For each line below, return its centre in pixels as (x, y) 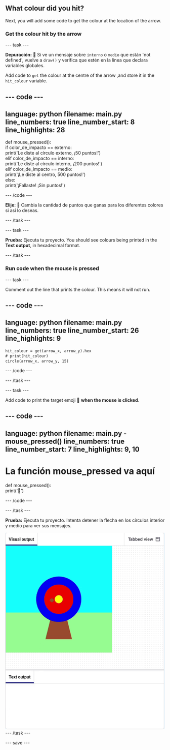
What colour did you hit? (45, 8)
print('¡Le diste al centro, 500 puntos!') (46, 174)
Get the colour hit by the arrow (44, 34)
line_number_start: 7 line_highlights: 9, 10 (73, 449)
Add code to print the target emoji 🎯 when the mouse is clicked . (72, 400)
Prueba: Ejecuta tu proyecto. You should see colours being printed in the (81, 240)
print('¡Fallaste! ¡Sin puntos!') (35, 186)
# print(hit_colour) (27, 356)
